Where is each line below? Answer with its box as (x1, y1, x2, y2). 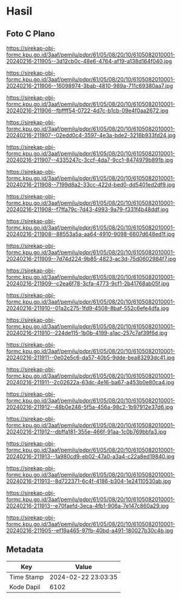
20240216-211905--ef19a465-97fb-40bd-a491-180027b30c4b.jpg (6, 527, 174, 534)
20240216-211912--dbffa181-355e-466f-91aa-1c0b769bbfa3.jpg (6, 428, 167, 435)
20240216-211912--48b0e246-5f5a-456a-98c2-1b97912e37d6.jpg (6, 403, 174, 410)
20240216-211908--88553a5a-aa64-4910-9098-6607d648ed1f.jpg (6, 230, 175, 238)
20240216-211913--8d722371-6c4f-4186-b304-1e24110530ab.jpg (6, 477, 171, 485)
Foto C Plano (6, 29, 55, 39)
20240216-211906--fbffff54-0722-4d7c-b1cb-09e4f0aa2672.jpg (6, 107, 169, 114)
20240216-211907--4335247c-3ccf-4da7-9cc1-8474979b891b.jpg (6, 156, 174, 164)
